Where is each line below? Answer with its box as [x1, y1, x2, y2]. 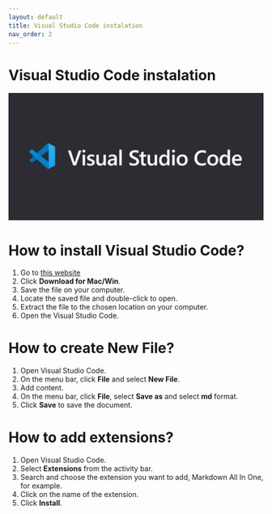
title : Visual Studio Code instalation [8, 21, 143, 30]
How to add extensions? [8, 428, 174, 447]
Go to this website [19, 268, 81, 278]
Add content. [19, 383, 64, 393]
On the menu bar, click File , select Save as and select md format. [19, 392, 239, 402]
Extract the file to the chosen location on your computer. [19, 302, 209, 312]
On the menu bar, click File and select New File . [19, 374, 181, 384]
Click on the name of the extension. [19, 490, 139, 499]
